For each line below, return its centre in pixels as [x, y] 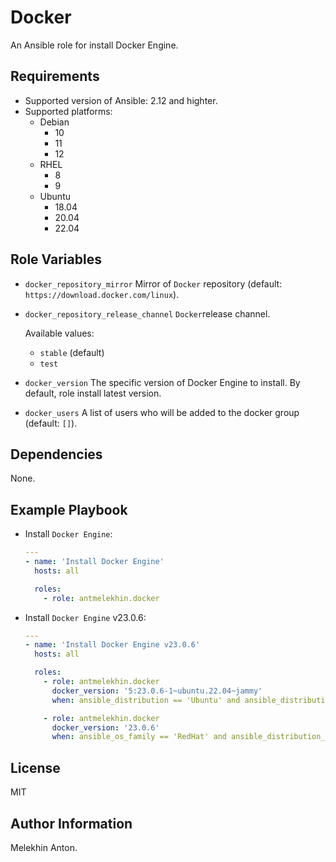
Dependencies [56, 454]
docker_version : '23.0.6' [105, 727]
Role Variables [56, 259]
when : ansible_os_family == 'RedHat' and [139, 737]
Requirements [55, 76]
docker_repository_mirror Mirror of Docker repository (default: [153, 283]
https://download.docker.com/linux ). [102, 294]
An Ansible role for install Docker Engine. [94, 45]
